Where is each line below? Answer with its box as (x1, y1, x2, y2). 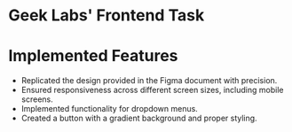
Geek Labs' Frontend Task (8, 5, 205, 26)
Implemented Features (8, 46, 178, 66)
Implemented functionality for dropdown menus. (20, 104, 199, 114)
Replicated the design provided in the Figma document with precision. (20, 75, 278, 86)
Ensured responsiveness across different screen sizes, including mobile (20, 85, 284, 96)
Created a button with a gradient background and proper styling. (20, 113, 258, 124)
